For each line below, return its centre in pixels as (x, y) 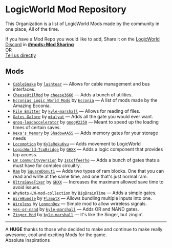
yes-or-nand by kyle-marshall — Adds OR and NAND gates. (76, 209)
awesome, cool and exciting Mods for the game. (56, 235)
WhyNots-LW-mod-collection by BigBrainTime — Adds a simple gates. (85, 193)
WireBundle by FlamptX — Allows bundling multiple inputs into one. (82, 198)
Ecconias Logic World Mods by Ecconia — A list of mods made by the (85, 100)
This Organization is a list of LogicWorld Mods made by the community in (82, 24)
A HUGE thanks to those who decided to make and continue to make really (84, 229)
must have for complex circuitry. (47, 166)
